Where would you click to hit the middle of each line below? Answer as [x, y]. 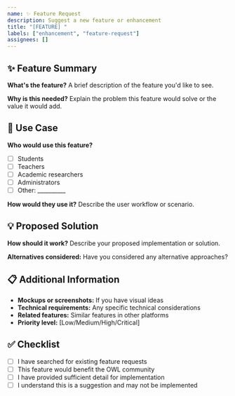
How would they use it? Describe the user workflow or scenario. [101, 205]
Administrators [39, 182]
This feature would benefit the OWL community [86, 369]
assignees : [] [28, 40]
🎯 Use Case [33, 128]
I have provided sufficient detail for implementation [91, 377]
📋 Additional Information [63, 280]
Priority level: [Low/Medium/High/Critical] [79, 322]
